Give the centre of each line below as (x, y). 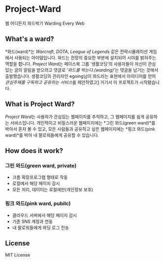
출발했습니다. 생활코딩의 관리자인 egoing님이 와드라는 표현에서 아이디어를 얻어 (81, 76)
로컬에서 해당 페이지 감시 (36, 183)
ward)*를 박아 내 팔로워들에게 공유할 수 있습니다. (52, 135)
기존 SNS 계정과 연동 (33, 221)
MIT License (18, 255)
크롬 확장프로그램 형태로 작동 (40, 177)
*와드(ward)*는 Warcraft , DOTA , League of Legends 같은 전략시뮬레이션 (76, 51)
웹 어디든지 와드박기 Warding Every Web (45, 23)
